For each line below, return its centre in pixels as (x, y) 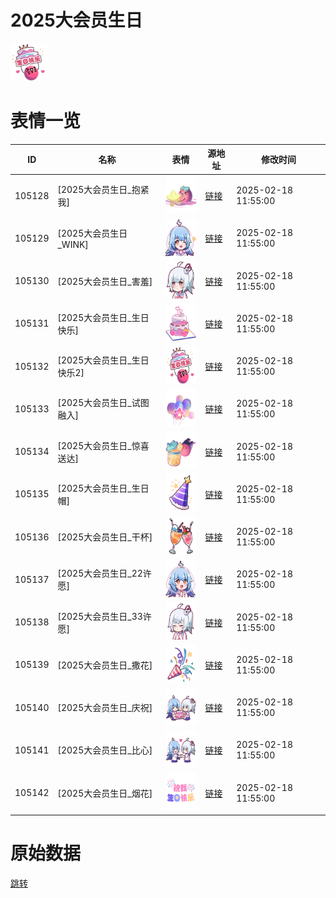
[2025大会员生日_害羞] (105, 281)
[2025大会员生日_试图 (103, 403)
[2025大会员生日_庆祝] (105, 708)
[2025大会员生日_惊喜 (103, 445)
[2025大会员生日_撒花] (105, 665)
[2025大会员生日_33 (100, 616)
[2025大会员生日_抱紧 (103, 190)
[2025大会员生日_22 (100, 573)
